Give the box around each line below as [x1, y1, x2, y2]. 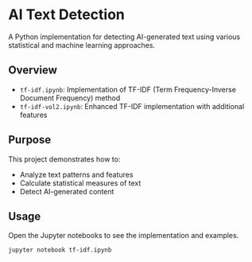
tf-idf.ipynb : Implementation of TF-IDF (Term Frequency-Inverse [19, 84, 237, 94]
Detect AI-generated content [19, 186, 114, 196]
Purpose [8, 133, 52, 147]
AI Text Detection [8, 6, 126, 24]
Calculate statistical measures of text [19, 178, 142, 188]
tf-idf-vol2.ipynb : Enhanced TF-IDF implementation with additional [19, 101, 245, 111]
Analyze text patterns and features [19, 170, 134, 179]
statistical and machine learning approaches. [8, 40, 156, 49]
